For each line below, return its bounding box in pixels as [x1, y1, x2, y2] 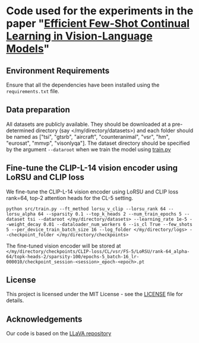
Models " [6, 42, 50, 56]
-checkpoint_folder [6, 231, 55, 238]
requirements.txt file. [6, 88, 59, 94]
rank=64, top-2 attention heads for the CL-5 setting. [6, 194, 134, 201]
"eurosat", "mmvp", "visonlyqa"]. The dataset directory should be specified [6, 139, 190, 147]
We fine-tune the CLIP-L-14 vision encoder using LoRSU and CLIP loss [6, 188, 179, 195]
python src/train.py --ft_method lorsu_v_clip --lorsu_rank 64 [6, 206, 166, 212]
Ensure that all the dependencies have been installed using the [6, 81, 160, 88]
